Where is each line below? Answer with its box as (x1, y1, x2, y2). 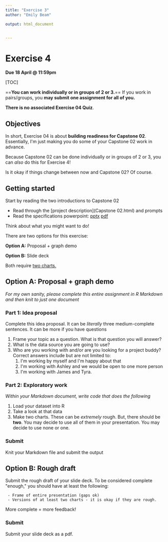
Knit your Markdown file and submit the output (5, 449, 103, 456)
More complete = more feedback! (5, 506, 76, 512)
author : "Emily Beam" (5, 12, 52, 17)
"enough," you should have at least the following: (5, 483, 109, 489)
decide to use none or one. (12, 425, 70, 431)
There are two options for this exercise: (5, 232, 89, 239)
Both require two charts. (5, 262, 56, 269)
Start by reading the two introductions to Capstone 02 (5, 198, 119, 204)
